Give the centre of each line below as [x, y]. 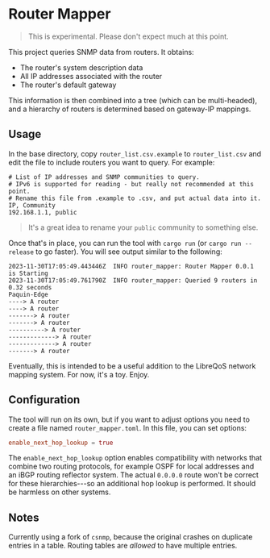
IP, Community [32, 205]
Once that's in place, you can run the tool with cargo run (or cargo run [125, 243]
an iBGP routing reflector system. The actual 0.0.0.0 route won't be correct [134, 475]
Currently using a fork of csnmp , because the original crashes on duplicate [131, 537]
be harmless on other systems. [60, 492]
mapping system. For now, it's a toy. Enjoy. [79, 374]
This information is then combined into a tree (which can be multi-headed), [133, 100]
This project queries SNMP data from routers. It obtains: [102, 52]
